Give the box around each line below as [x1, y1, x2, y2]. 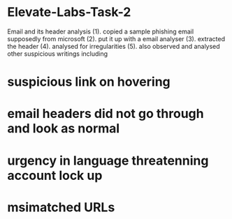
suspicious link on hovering [7, 74, 171, 90]
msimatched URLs [7, 199, 115, 215]
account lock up [7, 167, 103, 183]
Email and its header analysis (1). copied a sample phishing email [7, 27, 194, 36]
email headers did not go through [7, 106, 204, 122]
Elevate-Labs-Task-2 [7, 4, 131, 20]
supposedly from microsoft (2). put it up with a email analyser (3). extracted [7, 34, 226, 43]
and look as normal [7, 121, 120, 137]
